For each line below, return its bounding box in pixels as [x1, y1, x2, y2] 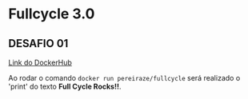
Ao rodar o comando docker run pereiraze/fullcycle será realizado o [8, 73, 241, 82]
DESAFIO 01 [8, 37, 69, 50]
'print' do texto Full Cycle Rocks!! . [8, 81, 122, 91]
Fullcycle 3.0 [8, 5, 95, 23]
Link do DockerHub [8, 57, 72, 67]
